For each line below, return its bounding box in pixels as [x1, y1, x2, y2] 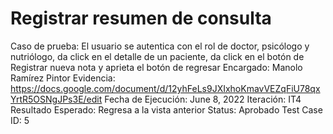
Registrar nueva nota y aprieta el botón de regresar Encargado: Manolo [10, 61, 303, 73]
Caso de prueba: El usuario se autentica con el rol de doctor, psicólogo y [10, 40, 310, 52]
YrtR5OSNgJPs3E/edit [10, 93, 103, 105]
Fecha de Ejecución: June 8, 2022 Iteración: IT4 [104, 93, 302, 105]
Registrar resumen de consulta [10, 7, 272, 30]
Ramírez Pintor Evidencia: [10, 72, 116, 84]
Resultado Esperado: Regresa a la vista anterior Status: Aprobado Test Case [10, 103, 323, 116]
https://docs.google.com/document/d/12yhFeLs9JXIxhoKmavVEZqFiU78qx [10, 82, 321, 94]
